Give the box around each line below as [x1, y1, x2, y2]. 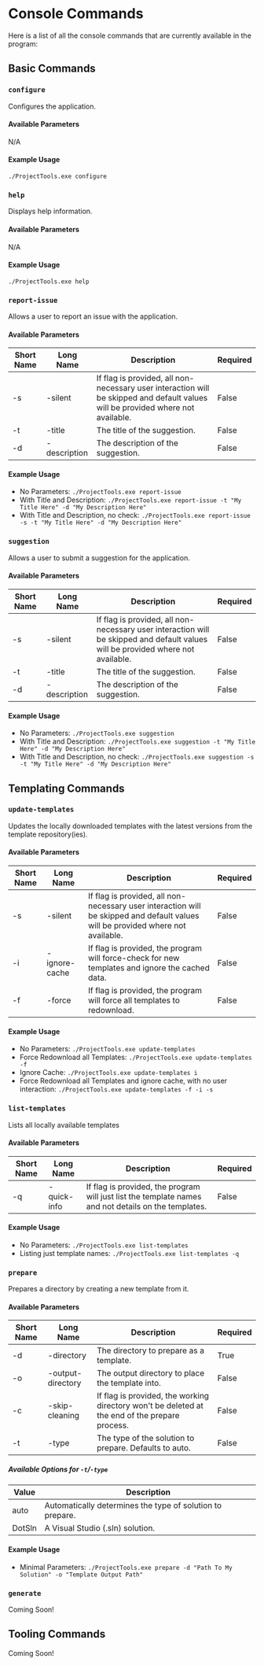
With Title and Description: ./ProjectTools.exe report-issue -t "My [19, 495, 242, 504]
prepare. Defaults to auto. [97, 1443, 191, 1454]
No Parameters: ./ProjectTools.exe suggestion [19, 729, 174, 738]
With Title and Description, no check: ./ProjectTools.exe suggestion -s [19, 752, 255, 762]
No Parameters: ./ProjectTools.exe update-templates [19, 1044, 196, 1054]
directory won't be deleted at [97, 1400, 204, 1411]
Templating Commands [8, 781, 125, 795]
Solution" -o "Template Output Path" [19, 1571, 144, 1579]
